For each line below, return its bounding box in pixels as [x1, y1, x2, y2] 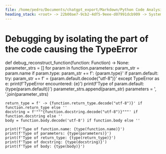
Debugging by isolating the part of [5, 33, 149, 44]
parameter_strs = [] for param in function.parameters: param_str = [5, 65, 140, 71]
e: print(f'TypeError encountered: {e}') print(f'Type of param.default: [5, 81, 144, 87]
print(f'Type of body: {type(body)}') [5, 144, 85, 149]
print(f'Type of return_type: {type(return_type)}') [5, 135, 116, 141]
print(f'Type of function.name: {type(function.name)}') [5, 127, 125, 132]
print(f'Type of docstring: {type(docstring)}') [5, 140, 107, 145]
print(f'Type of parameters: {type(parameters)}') [5, 131, 112, 136]
